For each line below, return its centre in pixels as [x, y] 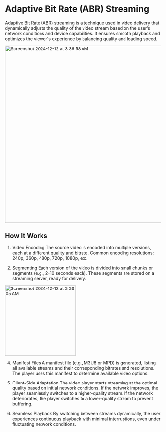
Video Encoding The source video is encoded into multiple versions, [82, 247]
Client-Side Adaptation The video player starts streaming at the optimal [84, 383]
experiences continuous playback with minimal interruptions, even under [86, 419]
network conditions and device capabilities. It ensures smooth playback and [83, 33]
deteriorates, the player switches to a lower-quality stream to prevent [83, 398]
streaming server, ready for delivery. [49, 278]
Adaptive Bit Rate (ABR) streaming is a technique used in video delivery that [82, 23]
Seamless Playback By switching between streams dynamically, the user [86, 413]
